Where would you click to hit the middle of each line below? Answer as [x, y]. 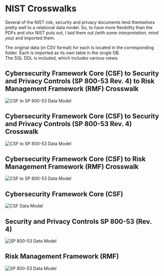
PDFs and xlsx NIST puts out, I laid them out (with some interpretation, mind [82, 33]
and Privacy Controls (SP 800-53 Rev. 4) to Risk [80, 81]
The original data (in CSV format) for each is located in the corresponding [80, 47]
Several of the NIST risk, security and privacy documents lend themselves [80, 22]
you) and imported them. [30, 38]
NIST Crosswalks [41, 9]
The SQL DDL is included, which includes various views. [62, 58]
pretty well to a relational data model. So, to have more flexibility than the [79, 27]
